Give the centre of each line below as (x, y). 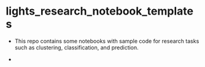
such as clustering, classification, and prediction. (76, 48)
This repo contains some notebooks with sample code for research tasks (107, 41)
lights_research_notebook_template (100, 11)
